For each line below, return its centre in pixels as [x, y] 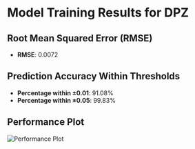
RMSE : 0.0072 [38, 54]
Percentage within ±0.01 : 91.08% [65, 93]
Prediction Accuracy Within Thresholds [94, 76]
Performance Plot [46, 122]
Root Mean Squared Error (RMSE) [80, 38]
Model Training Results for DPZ [98, 13]
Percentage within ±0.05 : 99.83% [66, 100]
